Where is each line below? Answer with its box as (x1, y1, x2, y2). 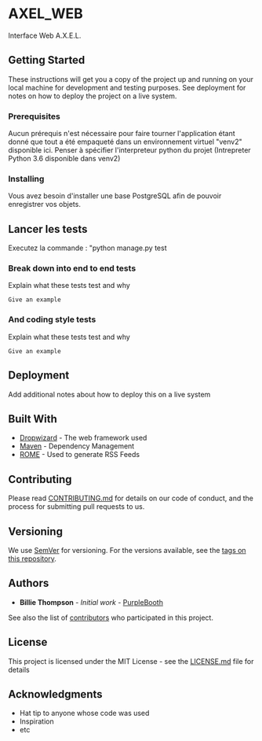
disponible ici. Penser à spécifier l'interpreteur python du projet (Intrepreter (8, 146, 251, 155)
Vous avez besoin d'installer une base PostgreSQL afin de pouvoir (8, 191, 222, 201)
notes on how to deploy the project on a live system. (8, 91, 177, 101)
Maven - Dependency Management (19, 441, 135, 451)
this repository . (8, 554, 57, 563)
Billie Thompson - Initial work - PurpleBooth (19, 597, 163, 606)
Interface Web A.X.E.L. (8, 31, 82, 40)
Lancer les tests (8, 222, 88, 236)
